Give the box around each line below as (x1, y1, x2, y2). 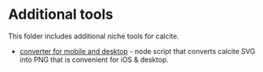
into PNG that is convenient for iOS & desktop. (19, 55, 169, 64)
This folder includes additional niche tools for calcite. (8, 31, 179, 41)
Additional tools (8, 5, 114, 23)
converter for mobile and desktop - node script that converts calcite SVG (19, 46, 256, 56)
